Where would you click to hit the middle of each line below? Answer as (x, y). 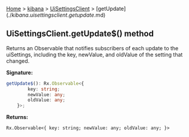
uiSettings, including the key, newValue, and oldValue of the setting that (94, 54)
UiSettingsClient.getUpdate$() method (80, 34)
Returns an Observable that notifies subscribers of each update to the (92, 48)
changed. (18, 61)
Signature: (19, 72)
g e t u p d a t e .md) (87, 15)
